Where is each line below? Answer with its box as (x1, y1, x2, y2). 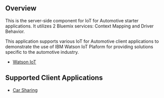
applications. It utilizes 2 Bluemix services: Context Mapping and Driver (5, 23, 154, 29)
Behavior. (5, 28, 25, 35)
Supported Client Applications (5, 74, 103, 82)
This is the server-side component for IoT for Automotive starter (5, 17, 139, 23)
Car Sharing (12, 87, 38, 93)
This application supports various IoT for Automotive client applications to (5, 38, 159, 44)
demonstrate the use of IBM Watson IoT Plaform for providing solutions (5, 43, 153, 50)
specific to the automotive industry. (5, 49, 79, 55)
